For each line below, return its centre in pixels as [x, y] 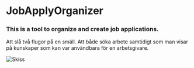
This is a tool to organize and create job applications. [82, 29]
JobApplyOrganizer [55, 11]
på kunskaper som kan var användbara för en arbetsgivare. [77, 48]
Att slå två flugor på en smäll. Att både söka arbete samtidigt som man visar [97, 42]
